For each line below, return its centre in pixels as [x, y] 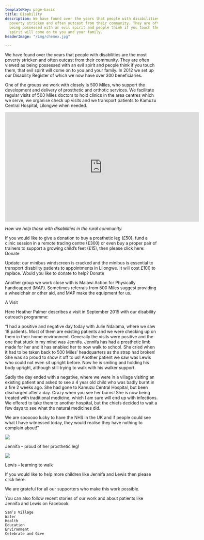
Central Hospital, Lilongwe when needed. [46, 105]
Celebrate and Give [25, 533]
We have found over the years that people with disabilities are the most [76, 54]
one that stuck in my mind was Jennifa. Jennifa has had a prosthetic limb [78, 342]
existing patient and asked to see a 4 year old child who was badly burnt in [80, 382]
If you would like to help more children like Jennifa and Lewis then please [78, 474]
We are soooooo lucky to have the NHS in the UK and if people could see [78, 417]
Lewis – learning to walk [29, 465]
